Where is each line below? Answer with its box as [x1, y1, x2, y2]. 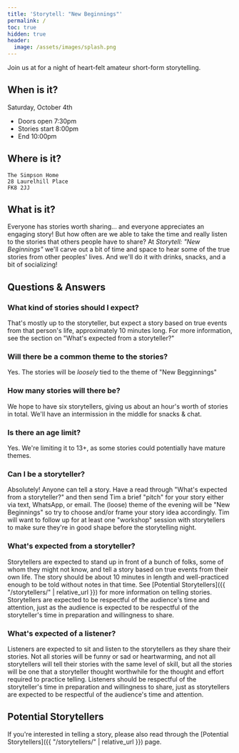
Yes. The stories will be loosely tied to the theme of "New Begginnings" [7, 368, 218, 376]
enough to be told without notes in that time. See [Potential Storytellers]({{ [7, 580, 226, 589]
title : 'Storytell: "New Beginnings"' [7, 10, 123, 18]
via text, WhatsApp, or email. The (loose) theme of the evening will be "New [7, 501, 230, 509]
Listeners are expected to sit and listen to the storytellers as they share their [7, 644, 231, 653]
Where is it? [7, 153, 62, 165]
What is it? [7, 204, 56, 216]
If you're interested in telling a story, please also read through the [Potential [7, 729, 229, 738]
